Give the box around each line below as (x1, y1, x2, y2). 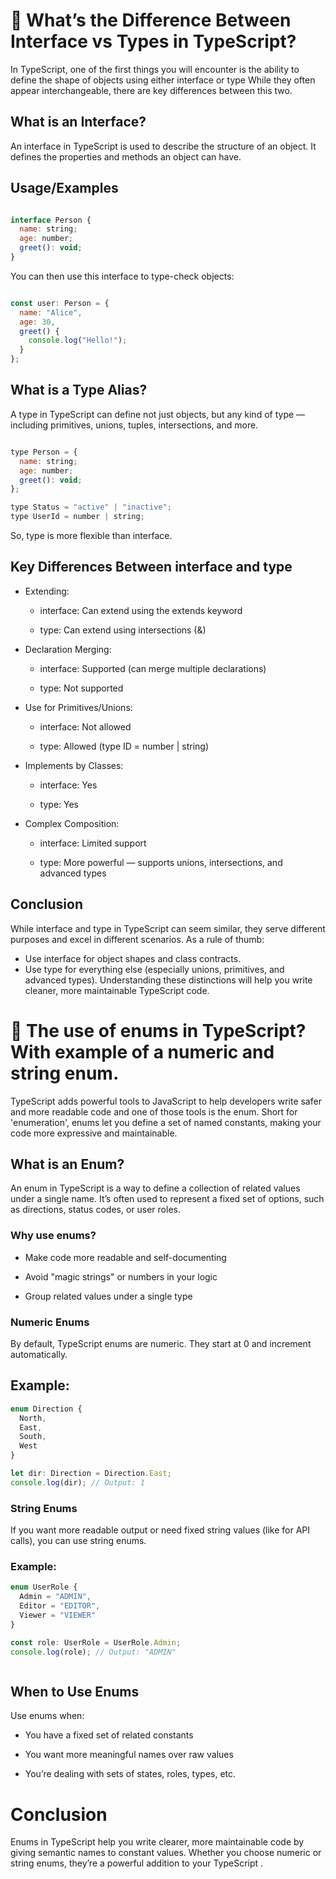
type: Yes (39, 798, 80, 810)
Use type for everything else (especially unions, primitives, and (24, 963, 285, 975)
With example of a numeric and (10, 1040, 275, 1063)
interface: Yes (39, 779, 98, 791)
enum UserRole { (10, 1582, 78, 1593)
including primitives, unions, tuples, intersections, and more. (10, 419, 259, 431)
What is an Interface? (10, 114, 147, 131)
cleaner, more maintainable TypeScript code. (24, 984, 210, 996)
